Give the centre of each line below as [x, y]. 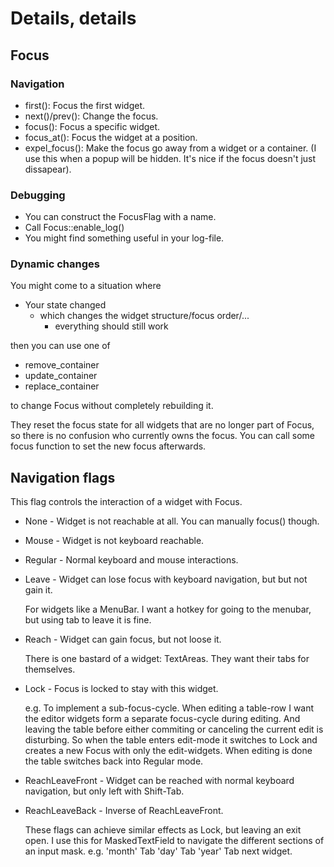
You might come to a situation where [86, 286]
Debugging [38, 195]
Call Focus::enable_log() [74, 228]
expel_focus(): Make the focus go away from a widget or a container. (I [170, 148]
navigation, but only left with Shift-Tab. [104, 791]
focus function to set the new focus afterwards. [108, 446]
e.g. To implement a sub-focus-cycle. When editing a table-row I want [169, 708]
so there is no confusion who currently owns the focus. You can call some [162, 436]
